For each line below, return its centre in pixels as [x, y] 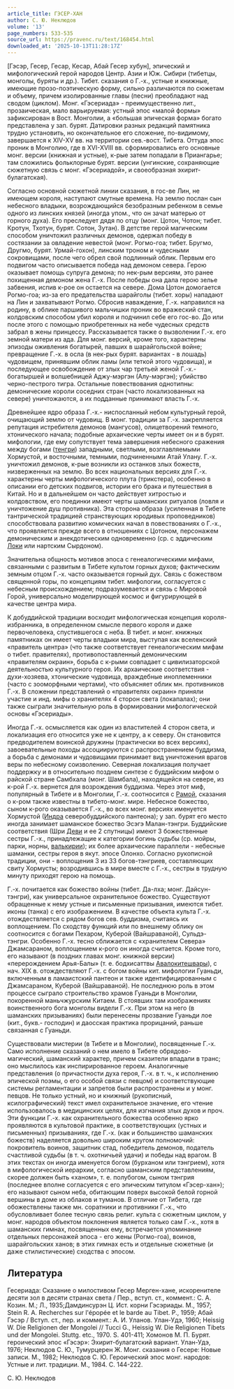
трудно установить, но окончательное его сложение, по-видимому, [109, 133]
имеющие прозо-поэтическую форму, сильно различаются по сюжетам [116, 88]
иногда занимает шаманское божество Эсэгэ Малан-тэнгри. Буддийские [117, 824]
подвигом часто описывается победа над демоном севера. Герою [107, 265]
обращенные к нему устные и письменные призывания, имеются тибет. [115, 904]
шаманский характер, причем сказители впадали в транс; [134, 1058]
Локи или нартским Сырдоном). [55, 546]
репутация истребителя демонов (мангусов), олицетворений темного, [113, 427]
